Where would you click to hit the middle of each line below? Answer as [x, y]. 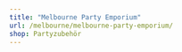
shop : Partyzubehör [45, 33]
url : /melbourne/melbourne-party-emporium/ [91, 26]
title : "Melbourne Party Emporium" [75, 17]
